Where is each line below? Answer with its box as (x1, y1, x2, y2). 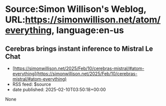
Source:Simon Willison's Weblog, (5, 3, 147, 15)
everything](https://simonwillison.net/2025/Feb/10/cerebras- (12, 71, 138, 77)
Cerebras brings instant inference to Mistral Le (5, 44, 154, 53)
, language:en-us (51, 25, 124, 36)
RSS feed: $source (12, 81, 51, 87)
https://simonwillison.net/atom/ (25, 14, 161, 25)
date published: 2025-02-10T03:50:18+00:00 (12, 87, 106, 93)
